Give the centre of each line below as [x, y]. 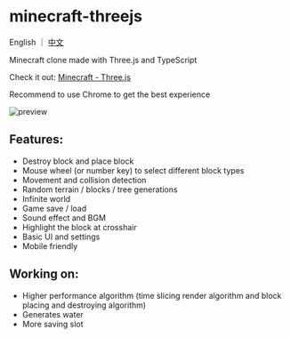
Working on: [44, 274]
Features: [36, 140]
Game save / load [54, 208]
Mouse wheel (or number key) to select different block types [133, 170]
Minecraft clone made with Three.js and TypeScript [103, 60]
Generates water [53, 314]
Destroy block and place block [78, 161]
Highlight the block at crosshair [79, 227]
